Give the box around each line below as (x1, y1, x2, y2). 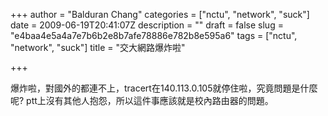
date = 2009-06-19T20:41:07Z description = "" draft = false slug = (10, 19, 284, 31)
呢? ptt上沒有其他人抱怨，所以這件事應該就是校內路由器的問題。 (10, 95, 274, 106)
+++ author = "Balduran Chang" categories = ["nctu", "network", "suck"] (10, 9, 310, 20)
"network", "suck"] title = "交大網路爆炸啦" (10, 42, 186, 53)
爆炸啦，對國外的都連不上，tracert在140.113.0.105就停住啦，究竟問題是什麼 (10, 82, 318, 94)
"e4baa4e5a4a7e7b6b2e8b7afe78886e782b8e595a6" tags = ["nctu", (10, 30, 298, 41)
